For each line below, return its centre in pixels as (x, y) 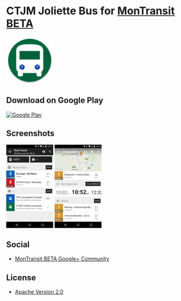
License (21, 278)
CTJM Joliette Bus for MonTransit (90, 11)
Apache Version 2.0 (39, 292)
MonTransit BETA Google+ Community (62, 259)
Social (18, 244)
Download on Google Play (55, 100)
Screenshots (30, 134)
